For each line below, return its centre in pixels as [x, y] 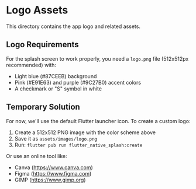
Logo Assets [37, 10]
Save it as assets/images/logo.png [56, 138]
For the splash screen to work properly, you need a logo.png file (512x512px [97, 58]
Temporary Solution [43, 107]
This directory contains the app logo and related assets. [73, 26]
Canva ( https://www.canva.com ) [54, 167]
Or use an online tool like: [37, 156]
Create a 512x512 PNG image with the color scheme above [85, 132]
